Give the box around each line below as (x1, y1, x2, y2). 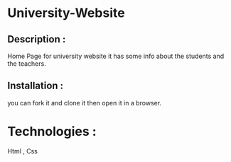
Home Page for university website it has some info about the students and (7, 52, 225, 60)
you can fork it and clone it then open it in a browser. (7, 98, 162, 107)
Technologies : (7, 124, 97, 139)
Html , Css (7, 146, 38, 155)
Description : (7, 33, 66, 45)
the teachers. (7, 59, 46, 68)
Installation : (7, 80, 64, 92)
